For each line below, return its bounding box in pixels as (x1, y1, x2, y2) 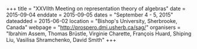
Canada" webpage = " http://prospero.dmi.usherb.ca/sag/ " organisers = (6, 24, 181, 31)
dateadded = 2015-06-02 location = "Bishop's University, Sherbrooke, (6, 18, 177, 24)
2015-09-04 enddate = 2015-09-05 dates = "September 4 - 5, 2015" (6, 11, 173, 18)
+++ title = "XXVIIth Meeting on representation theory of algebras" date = (6, 5, 186, 12)
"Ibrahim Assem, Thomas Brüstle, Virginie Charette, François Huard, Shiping (6, 30, 192, 37)
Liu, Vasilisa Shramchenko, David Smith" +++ (6, 37, 117, 43)
